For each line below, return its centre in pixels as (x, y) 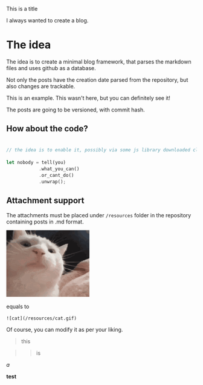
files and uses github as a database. (51, 68)
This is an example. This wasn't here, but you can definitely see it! (89, 98)
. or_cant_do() (56, 176)
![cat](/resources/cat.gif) (42, 318)
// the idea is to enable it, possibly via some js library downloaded (98, 150)
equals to (18, 306)
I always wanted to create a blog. (47, 20)
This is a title (22, 9)
